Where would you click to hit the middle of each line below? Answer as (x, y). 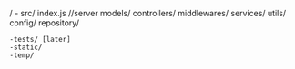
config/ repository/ (45, 23)
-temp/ (22, 55)
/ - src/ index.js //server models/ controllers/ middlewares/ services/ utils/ (148, 13)
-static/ (26, 47)
